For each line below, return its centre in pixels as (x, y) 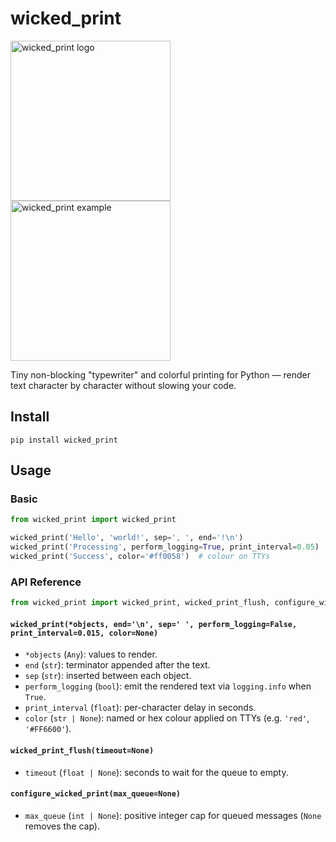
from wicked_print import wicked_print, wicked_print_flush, (140, 603)
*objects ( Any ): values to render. (91, 654)
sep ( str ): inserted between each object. (108, 676)
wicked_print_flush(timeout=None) (82, 750)
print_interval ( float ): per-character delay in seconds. (140, 708)
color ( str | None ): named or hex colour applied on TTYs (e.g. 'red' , (167, 718)
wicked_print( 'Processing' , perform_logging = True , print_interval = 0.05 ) (165, 547)
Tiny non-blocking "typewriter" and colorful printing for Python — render (160, 374)
